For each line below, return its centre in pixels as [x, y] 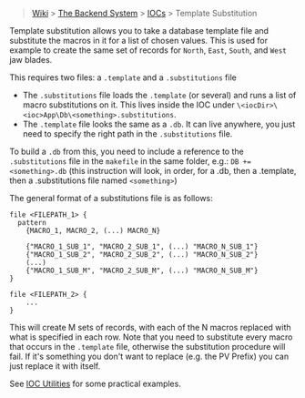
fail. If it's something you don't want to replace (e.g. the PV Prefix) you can [149, 356]
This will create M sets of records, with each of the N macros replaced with [150, 327]
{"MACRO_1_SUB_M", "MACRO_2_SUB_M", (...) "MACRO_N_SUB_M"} [142, 270]
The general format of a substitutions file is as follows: [112, 198]
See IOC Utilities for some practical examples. [96, 383]
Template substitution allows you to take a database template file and [139, 31]
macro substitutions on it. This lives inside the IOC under [128, 105]
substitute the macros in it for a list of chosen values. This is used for [139, 41]
